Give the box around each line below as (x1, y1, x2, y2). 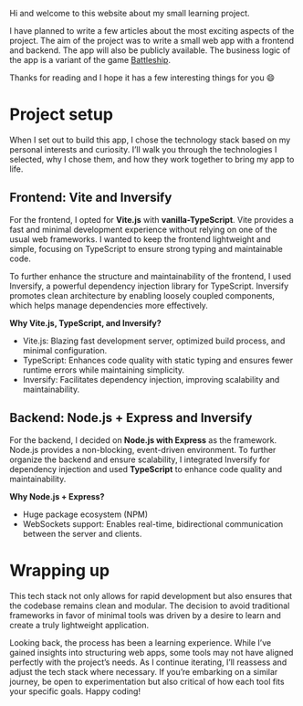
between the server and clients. (22, 528, 142, 539)
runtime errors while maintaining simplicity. (22, 364, 185, 375)
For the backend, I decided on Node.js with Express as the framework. (9, 434, 277, 446)
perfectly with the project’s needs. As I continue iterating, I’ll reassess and (9, 657, 287, 668)
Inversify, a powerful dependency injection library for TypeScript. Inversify (9, 280, 289, 291)
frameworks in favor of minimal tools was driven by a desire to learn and (9, 609, 281, 620)
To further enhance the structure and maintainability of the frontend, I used (9, 270, 292, 281)
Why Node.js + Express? (9, 490, 105, 501)
